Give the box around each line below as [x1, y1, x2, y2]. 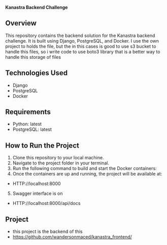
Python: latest [12, 121, 42, 127]
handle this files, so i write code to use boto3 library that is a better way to [5, 48, 160, 55]
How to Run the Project [5, 141, 80, 150]
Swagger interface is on [12, 190, 63, 197]
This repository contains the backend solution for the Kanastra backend [5, 32, 155, 39]
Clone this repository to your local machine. [12, 155, 104, 161]
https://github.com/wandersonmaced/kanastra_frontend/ [12, 234, 132, 240]
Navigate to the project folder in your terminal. [12, 160, 109, 166]
